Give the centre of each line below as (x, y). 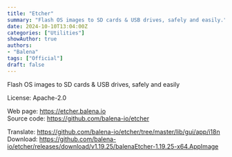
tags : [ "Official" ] (35, 59)
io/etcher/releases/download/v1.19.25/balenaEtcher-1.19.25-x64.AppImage (113, 146)
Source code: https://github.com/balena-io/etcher (78, 118)
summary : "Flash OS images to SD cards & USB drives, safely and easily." (117, 20)
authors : (20, 45)
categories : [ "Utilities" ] (46, 33)
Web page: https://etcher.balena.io (57, 111)
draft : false (26, 65)
